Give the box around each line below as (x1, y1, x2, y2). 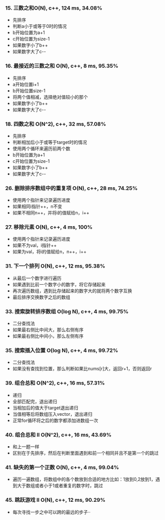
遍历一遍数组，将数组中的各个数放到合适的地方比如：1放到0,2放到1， (12, 476, 156, 483)
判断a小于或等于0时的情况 (12, 23, 67, 29)
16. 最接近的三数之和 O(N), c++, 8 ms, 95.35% (5, 62, 119, 69)
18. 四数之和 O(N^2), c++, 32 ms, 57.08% (5, 120, 106, 127)
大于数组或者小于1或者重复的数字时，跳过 (17, 483, 103, 489)
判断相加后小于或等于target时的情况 (12, 139, 87, 145)
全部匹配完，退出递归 (12, 398, 57, 404)
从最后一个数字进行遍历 (12, 275, 62, 281)
